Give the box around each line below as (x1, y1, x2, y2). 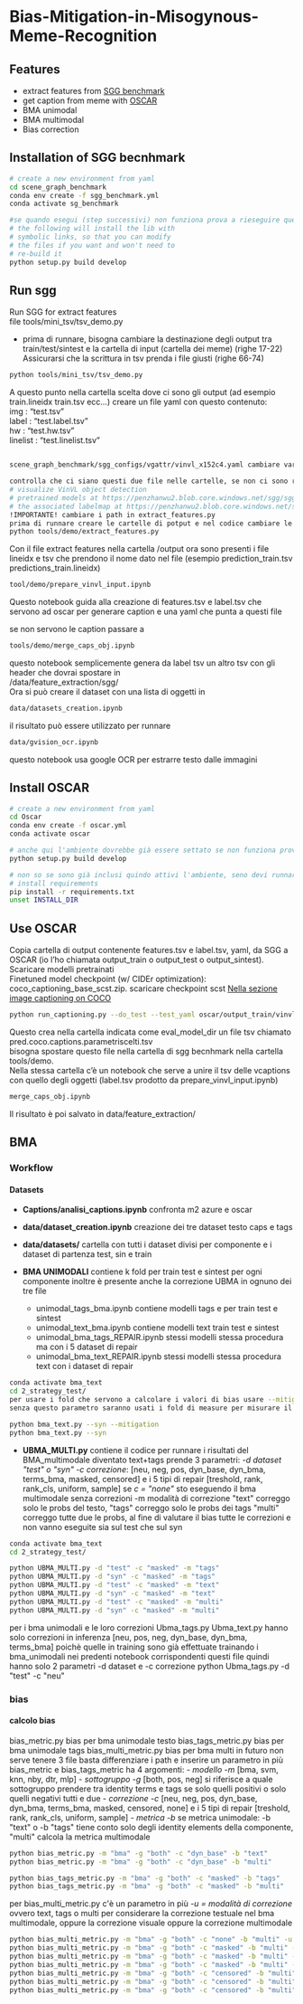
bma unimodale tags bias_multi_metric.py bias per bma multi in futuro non (9, 1744, 284, 1755)
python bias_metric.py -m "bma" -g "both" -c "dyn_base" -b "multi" (9, 1857, 272, 1867)
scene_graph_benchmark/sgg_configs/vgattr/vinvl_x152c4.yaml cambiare (9, 460, 280, 469)
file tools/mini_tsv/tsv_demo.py (9, 317, 124, 327)
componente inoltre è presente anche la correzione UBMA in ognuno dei (22, 1276, 292, 1287)
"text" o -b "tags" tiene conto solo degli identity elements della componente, (9, 1821, 294, 1832)
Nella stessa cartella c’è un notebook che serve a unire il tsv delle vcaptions (9, 1065, 290, 1075)
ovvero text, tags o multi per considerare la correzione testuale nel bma (9, 1908, 275, 1919)
